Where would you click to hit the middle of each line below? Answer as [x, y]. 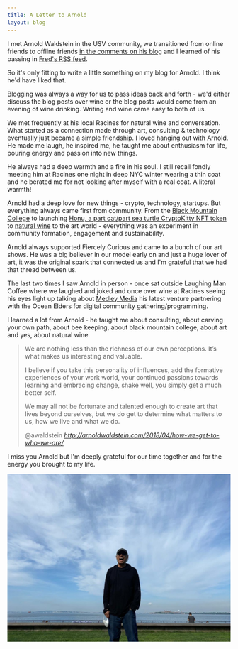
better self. [40, 392]
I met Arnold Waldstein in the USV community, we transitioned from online [115, 43]
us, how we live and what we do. [72, 421]
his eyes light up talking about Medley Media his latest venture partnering [114, 298]
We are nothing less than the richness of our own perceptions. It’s [121, 349]
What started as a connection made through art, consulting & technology [114, 130]
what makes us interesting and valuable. [84, 356]
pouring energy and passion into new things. [73, 153]
